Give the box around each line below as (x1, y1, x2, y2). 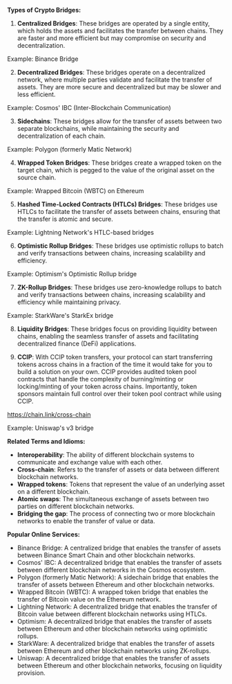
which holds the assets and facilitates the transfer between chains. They (17, 27, 224, 35)
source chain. (17, 173, 57, 181)
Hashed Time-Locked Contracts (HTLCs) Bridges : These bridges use (17, 200, 217, 208)
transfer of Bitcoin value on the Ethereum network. (17, 595, 161, 603)
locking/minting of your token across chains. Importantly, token (17, 382, 197, 390)
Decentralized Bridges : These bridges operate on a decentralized (17, 69, 206, 76)
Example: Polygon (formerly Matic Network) (7, 145, 133, 153)
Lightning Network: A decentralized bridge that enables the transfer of (17, 602, 217, 611)
